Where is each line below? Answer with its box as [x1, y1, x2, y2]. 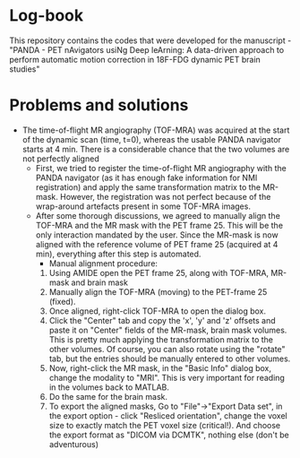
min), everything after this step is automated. [35, 248, 201, 259]
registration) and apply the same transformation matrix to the [35, 181, 261, 193]
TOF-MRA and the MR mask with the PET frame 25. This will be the [35, 220, 284, 230]
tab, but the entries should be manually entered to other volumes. [48, 353, 291, 364]
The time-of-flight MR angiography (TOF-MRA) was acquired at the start [21, 125, 290, 135]
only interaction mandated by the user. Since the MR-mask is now [35, 229, 279, 240]
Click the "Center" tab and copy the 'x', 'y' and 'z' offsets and [48, 315, 276, 325]
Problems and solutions [9, 95, 189, 116]
